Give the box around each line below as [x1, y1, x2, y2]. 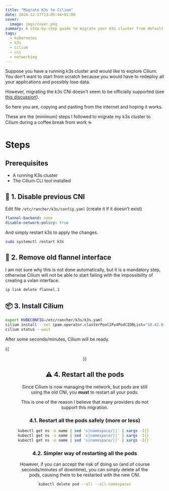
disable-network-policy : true [5, 220, 69, 225]
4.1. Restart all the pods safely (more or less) [29, 417, 140, 424]
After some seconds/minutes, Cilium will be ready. [5, 336, 109, 342]
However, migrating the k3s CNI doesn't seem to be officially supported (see [5, 89, 164, 95]
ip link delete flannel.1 [5, 287, 60, 292]
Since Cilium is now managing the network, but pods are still [22, 383, 148, 389]
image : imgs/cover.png [10, 21, 58, 27]
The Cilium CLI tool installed [12, 178, 71, 184]
